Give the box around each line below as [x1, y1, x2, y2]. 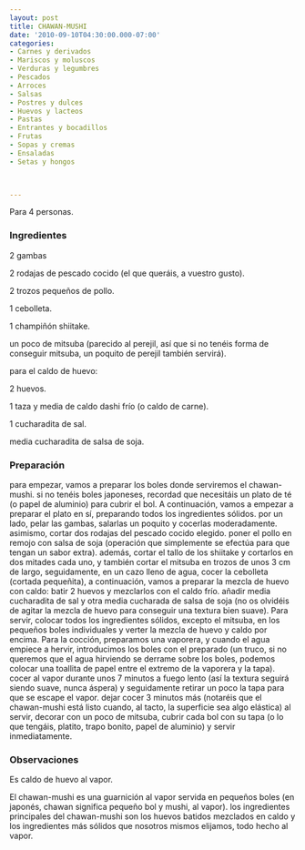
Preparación [9, 459, 66, 471]
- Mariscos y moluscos [9, 56, 96, 65]
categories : [9, 38, 55, 48]
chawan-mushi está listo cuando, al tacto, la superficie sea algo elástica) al [9, 702, 291, 713]
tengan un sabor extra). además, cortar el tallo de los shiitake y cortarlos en [9, 547, 294, 558]
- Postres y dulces [9, 97, 84, 107]
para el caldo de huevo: [9, 365, 98, 376]
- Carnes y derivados [9, 47, 92, 56]
